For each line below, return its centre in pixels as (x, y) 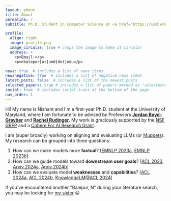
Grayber (14, 120)
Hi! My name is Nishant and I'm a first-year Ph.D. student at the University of (85, 109)
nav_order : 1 (19, 95)
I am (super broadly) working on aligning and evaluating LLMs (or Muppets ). (85, 135)
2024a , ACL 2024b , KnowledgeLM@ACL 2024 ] (63, 177)
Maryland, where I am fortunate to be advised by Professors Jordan (77, 114)
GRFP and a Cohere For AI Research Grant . (50, 125)
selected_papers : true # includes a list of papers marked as (73, 85)
